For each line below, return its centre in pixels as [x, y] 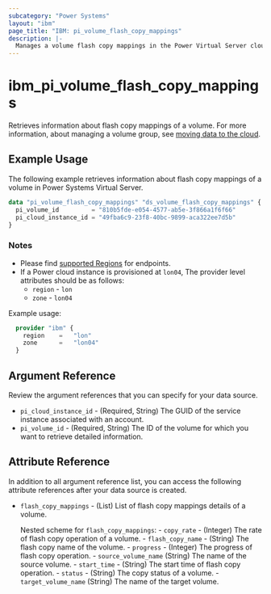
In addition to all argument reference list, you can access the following [125, 481]
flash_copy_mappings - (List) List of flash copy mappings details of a [133, 505]
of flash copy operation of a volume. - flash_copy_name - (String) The [134, 538]
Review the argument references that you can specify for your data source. [133, 395]
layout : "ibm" [32, 23]
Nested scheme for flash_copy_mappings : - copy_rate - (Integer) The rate [141, 529]
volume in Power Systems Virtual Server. [76, 187]
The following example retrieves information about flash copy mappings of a [135, 179]
